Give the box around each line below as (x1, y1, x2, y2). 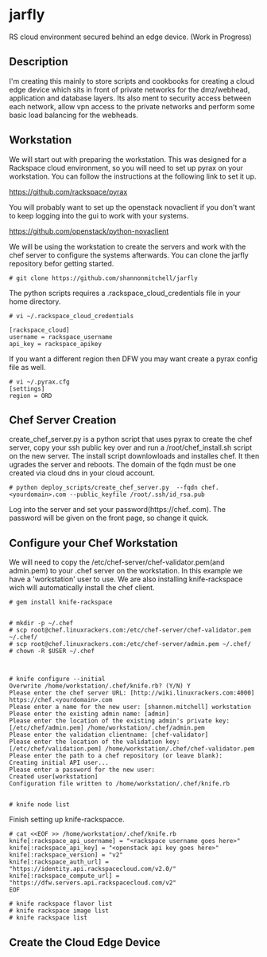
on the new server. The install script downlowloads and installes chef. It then (9, 451, 260, 461)
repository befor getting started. (9, 258, 114, 268)
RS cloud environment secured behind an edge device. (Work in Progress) (9, 32, 253, 41)
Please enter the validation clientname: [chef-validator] (9, 731, 209, 739)
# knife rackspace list (9, 914, 88, 922)
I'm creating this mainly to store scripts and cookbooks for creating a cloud (9, 76, 255, 85)
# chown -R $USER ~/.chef (9, 648, 95, 656)
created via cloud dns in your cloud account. (9, 468, 156, 478)
